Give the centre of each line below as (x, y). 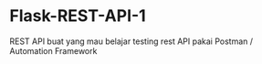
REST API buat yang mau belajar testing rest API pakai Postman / (131, 41)
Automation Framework (53, 50)
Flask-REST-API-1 (78, 16)
